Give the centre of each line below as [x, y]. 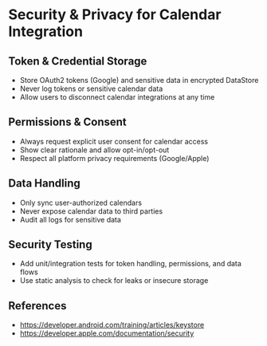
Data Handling [45, 184]
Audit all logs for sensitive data [71, 219]
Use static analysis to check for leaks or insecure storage [114, 281]
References [37, 306]
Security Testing [51, 245]
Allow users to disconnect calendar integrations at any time [117, 97]
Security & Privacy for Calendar [115, 15]
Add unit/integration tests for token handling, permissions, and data [130, 264]
